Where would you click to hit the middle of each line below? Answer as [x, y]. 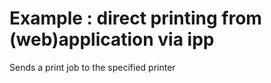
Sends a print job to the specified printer [92, 67]
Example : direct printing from [135, 18]
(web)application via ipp [112, 39]
